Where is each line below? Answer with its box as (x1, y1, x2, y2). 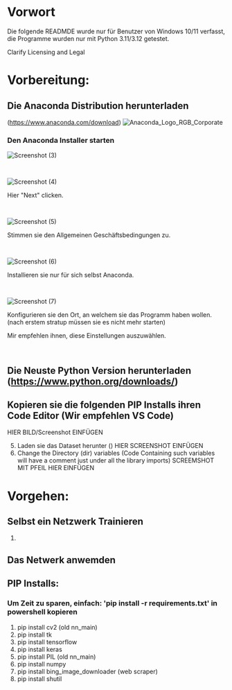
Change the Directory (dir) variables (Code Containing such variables (17, 449, 215, 458)
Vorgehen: (7, 488, 69, 503)
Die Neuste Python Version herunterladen (7, 365, 192, 377)
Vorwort (7, 4, 55, 20)
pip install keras (17, 645, 62, 653)
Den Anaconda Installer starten (7, 135, 115, 145)
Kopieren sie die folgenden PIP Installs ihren (7, 399, 201, 411)
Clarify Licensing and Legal (7, 48, 85, 56)
